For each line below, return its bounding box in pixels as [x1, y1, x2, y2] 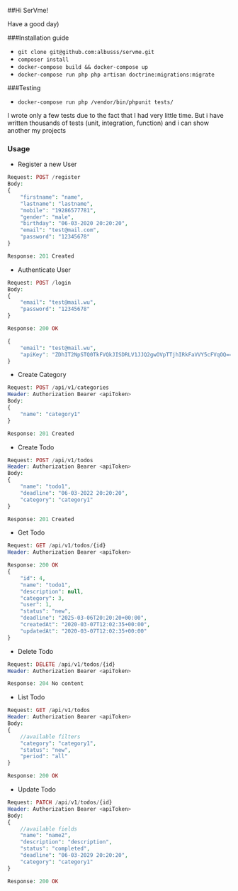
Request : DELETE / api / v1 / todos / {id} [7, 660, 115, 668]
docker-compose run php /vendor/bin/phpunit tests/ [17, 99, 174, 106]
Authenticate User [17, 266, 71, 274]
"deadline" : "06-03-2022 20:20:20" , [20, 489, 129, 496]
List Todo [17, 693, 45, 701]
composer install [17, 56, 69, 63]
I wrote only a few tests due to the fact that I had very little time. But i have [7, 111, 225, 119]
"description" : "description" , [20, 838, 113, 846]
